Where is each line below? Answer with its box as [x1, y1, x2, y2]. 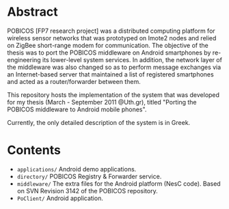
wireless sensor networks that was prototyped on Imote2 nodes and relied [7, 33, 217, 42]
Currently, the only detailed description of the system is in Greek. [7, 118, 191, 126]
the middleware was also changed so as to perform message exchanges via [7, 63, 221, 71]
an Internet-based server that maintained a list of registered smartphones [7, 70, 214, 79]
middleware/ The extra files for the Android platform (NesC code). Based [16, 179, 221, 188]
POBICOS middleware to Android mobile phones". [7, 105, 147, 113]
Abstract [7, 4, 58, 20]
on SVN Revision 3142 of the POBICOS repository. [16, 186, 159, 195]
